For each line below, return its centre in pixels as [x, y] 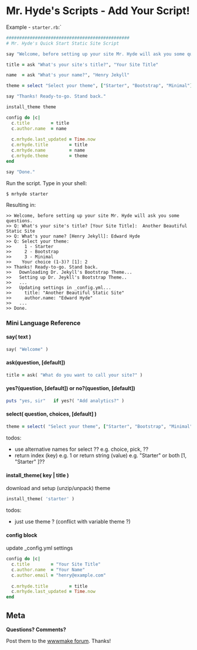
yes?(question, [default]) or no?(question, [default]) [71, 388]
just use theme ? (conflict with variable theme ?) [72, 522]
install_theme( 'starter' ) [40, 499]
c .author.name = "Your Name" [48, 569]
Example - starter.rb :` [34, 27]
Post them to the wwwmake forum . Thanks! [59, 641]
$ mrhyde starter [27, 194]
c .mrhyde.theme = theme [50, 156]
